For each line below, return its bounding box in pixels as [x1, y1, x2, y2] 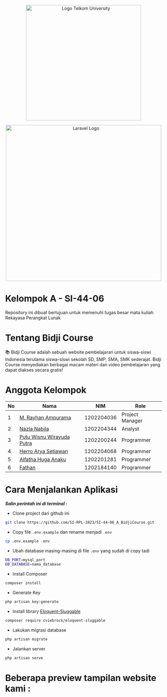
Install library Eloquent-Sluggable [12, 609, 81, 614]
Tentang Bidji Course [5, 332, 93, 344]
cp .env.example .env [5, 539, 50, 544]
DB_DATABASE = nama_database [5, 562, 61, 567]
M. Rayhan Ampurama [19, 414, 71, 421]
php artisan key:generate [5, 600, 59, 605]
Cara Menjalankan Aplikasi [5, 484, 118, 495]
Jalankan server [12, 646, 46, 652]
